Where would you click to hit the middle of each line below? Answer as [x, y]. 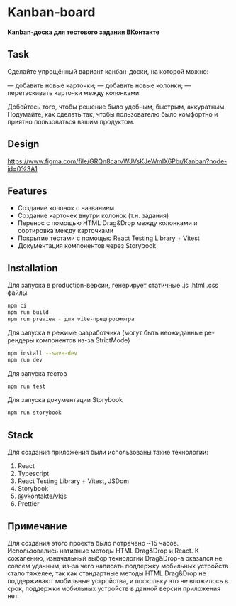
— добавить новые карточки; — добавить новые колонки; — [99, 85]
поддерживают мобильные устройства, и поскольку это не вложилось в [118, 580]
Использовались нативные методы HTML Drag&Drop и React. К [103, 551]
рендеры [21, 340]
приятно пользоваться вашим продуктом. [71, 121]
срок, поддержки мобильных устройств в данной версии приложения [114, 588]
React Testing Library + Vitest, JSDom [73, 481]
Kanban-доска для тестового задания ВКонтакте [84, 32]
